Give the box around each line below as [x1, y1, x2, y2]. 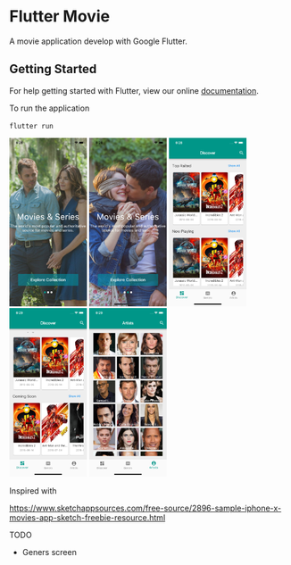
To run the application [9, 103, 90, 113]
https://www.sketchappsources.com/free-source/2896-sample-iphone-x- [9, 503, 282, 513]
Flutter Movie [9, 6, 110, 27]
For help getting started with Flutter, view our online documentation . [9, 85, 259, 96]
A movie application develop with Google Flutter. [9, 36, 187, 46]
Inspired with [9, 485, 57, 496]
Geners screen [21, 546, 78, 557]
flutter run [9, 121, 54, 130]
